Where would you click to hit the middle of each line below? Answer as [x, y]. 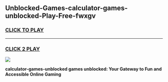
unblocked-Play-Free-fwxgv [50, 16]
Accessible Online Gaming [33, 74]
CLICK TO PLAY [24, 30]
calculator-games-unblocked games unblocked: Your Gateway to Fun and [83, 69]
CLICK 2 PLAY [22, 49]
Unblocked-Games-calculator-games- [66, 8]
